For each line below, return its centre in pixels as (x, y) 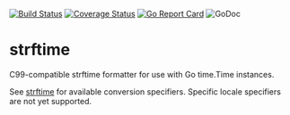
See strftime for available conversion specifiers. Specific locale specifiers (145, 91)
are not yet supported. (51, 101)
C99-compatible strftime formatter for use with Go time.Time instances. (142, 74)
